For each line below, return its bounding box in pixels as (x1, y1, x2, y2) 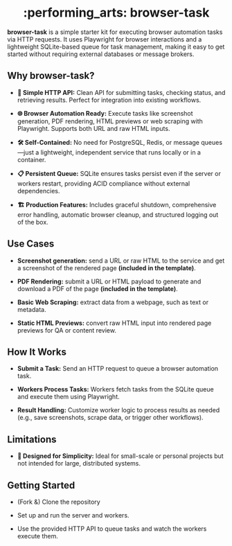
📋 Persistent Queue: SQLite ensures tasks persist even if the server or (17, 169, 222, 177)
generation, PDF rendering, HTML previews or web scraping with (17, 116, 203, 125)
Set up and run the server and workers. (17, 511, 130, 519)
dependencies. (17, 186, 60, 195)
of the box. (17, 218, 48, 226)
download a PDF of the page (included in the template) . (17, 284, 178, 292)
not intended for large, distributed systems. (17, 459, 141, 468)
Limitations (7, 433, 57, 445)
